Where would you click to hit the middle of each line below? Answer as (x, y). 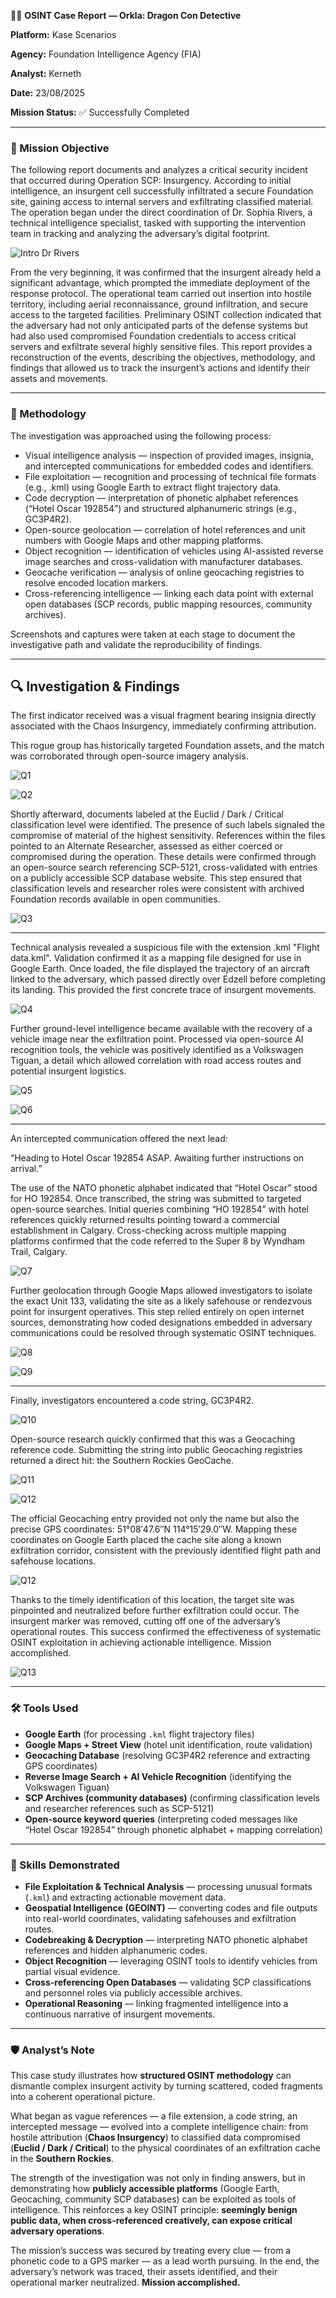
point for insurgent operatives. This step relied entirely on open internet (157, 1312)
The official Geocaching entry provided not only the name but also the (155, 1519)
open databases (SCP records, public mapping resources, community (168, 604)
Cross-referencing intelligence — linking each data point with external (169, 593)
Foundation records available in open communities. (115, 899)
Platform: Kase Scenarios (63, 34)
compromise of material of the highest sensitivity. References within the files (168, 836)
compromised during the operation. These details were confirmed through (163, 857)
